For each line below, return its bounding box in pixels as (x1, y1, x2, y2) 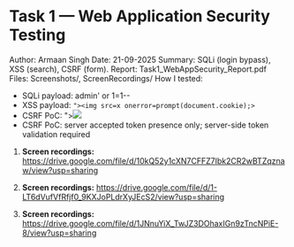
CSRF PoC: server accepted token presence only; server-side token (21, 120, 269, 130)
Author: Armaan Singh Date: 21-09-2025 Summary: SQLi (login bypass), (9, 54, 271, 65)
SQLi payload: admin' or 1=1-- (21, 90, 131, 101)
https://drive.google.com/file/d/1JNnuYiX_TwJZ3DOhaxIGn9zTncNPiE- (21, 218, 279, 228)
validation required (21, 128, 91, 139)
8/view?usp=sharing (21, 228, 97, 238)
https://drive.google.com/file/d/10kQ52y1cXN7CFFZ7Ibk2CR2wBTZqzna (21, 155, 285, 166)
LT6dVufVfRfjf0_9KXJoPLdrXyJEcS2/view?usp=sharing (21, 191, 225, 202)
